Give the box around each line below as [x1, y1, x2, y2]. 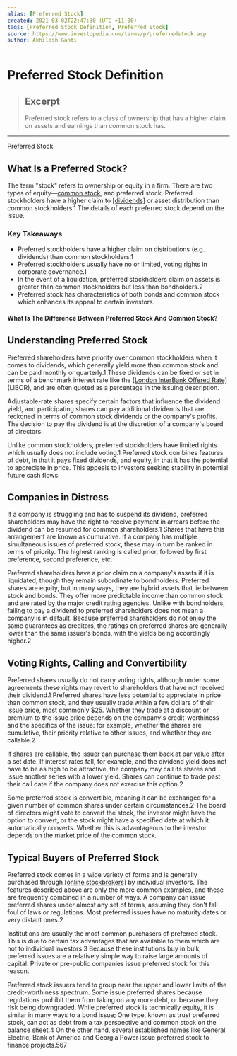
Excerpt [24, 95, 60, 107]
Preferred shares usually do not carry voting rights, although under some [7, 676, 220, 684]
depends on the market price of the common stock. [7, 831, 157, 839]
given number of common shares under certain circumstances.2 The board [7, 801, 226, 810]
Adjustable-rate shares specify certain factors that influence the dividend [7, 397, 221, 406]
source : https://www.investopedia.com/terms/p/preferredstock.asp [7, 30, 207, 38]
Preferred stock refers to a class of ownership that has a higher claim [24, 114, 226, 122]
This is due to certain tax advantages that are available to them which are [7, 937, 221, 946]
